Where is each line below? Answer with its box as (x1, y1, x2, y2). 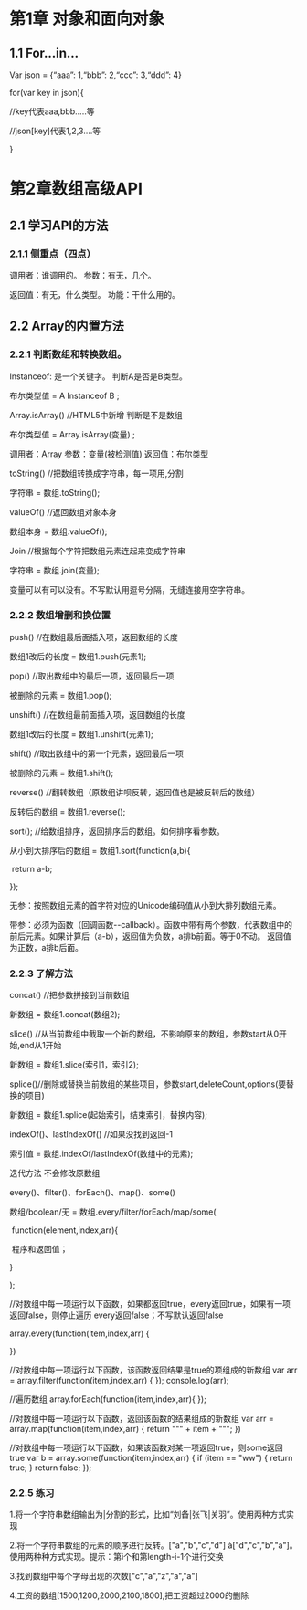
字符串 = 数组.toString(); (9, 487, 101, 498)
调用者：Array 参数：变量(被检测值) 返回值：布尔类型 (9, 448, 209, 459)
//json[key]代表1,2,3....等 (9, 125, 101, 136)
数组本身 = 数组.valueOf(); (9, 526, 108, 537)
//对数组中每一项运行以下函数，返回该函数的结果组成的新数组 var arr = (9, 1413, 274, 1425)
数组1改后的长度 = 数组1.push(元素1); (9, 650, 147, 662)
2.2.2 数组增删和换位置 (9, 609, 111, 622)
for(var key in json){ (9, 88, 84, 98)
